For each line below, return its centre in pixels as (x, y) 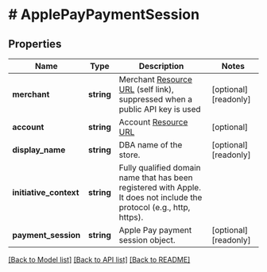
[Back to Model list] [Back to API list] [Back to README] (99, 260)
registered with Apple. (160, 188)
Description (161, 66)
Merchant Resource (156, 79)
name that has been (156, 178)
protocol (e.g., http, (155, 207)
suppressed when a (156, 99)
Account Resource (153, 122)
